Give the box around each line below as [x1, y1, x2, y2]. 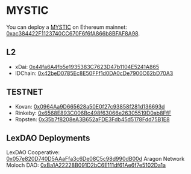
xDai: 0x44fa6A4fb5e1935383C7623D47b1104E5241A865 [14, 63, 160, 70]
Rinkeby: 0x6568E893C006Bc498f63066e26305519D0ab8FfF [14, 109, 172, 116]
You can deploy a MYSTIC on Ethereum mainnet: [6, 23, 128, 31]
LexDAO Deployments [6, 133, 90, 143]
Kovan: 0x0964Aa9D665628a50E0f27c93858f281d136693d [14, 103, 165, 110]
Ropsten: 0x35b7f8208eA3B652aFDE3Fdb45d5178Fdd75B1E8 [14, 115, 170, 123]
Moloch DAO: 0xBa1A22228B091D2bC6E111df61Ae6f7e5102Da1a [6, 161, 166, 169]
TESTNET [6, 87, 43, 97]
